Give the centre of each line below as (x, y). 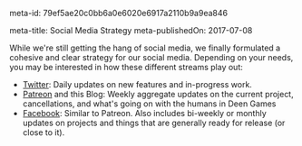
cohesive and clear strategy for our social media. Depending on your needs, (151, 57)
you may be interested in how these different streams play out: (126, 67)
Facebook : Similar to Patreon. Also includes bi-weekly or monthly (145, 113)
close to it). (44, 132)
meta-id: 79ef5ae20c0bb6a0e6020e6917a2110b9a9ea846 (119, 13)
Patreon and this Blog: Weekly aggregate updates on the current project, (158, 94)
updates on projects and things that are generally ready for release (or (154, 123)
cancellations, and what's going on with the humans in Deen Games (149, 104)
